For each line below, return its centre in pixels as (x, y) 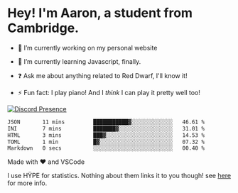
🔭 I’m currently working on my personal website (87, 48)
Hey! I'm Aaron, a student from (100, 13)
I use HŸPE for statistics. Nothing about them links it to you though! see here (119, 176)
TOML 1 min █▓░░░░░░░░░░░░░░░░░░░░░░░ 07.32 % (106, 142)
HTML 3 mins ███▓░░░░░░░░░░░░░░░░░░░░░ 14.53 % (106, 135)
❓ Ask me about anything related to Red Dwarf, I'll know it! (102, 75)
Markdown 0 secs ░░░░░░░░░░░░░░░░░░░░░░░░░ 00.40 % (106, 148)
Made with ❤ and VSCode (46, 162)
